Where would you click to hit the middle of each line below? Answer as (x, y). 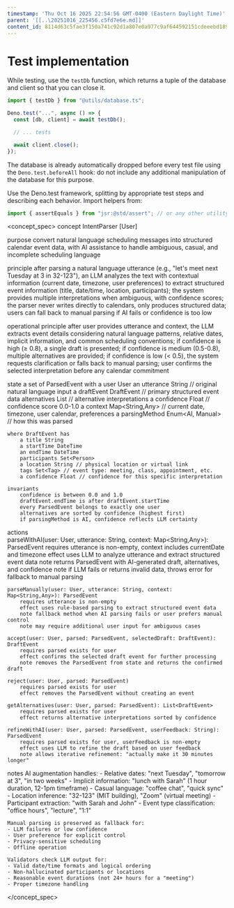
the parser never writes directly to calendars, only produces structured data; (117, 305)
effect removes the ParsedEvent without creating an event (107, 694)
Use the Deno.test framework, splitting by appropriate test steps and (106, 193)
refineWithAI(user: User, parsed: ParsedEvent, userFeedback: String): (113, 730)
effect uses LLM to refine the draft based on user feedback (110, 748)
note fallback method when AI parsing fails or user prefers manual (121, 614)
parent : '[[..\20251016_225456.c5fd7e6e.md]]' (76, 20)
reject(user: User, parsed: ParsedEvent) (68, 681)
